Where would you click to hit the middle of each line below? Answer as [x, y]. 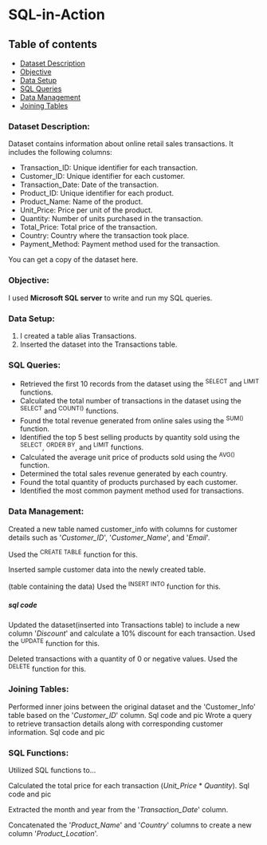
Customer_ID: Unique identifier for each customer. [102, 177]
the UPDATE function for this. [54, 643]
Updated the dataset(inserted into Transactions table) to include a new [124, 625]
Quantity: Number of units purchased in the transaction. [111, 219]
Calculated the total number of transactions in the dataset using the [130, 400]
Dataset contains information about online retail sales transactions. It [121, 144]
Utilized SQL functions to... [52, 770]
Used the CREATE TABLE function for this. [73, 553]
